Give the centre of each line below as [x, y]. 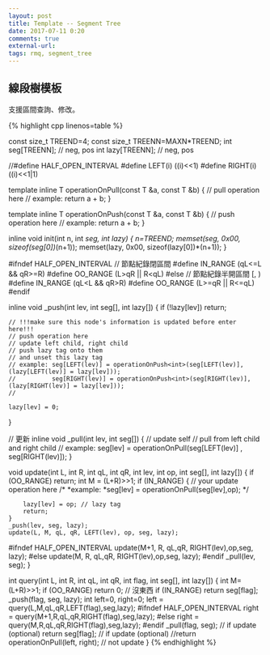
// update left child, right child [68, 343]
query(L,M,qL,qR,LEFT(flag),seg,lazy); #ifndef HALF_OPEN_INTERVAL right [134, 607]
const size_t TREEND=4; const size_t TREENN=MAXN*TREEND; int [120, 141]
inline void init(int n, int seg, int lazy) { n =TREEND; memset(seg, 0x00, [124, 238]
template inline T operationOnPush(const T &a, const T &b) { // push [122, 214]
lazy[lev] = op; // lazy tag [72, 504]
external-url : [32, 46]
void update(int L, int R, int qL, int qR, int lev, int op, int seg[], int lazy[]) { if [131, 472]
